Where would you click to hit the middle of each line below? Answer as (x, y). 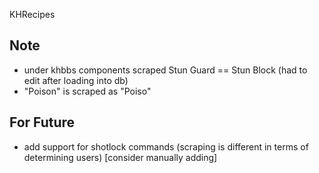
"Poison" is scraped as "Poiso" (87, 91)
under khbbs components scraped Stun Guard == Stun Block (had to (165, 70)
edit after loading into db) (76, 80)
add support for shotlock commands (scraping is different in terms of (166, 146)
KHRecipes (32, 14)
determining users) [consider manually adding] (120, 157)
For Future (42, 122)
